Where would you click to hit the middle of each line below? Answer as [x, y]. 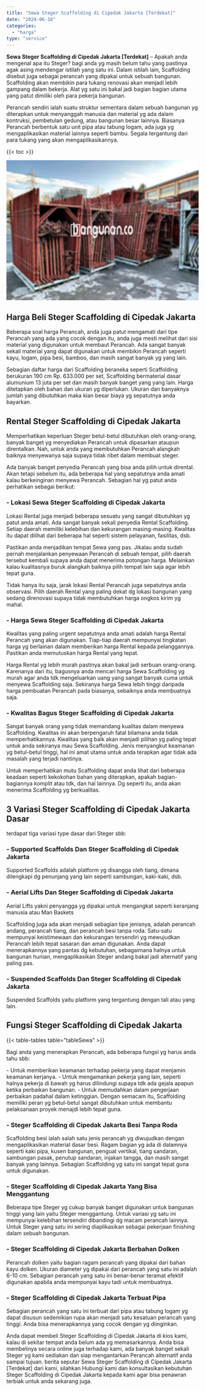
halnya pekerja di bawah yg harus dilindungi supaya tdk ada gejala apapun [100, 1083]
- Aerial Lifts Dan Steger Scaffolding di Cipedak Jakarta [90, 892]
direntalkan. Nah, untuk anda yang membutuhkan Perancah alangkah [93, 449]
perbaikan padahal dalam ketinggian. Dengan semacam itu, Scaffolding [96, 1096]
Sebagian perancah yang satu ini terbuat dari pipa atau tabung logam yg [97, 1311]
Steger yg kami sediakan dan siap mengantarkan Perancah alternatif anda [99, 1355]
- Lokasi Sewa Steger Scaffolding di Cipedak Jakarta [86, 502]
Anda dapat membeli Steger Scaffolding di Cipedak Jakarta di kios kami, [97, 1335]
